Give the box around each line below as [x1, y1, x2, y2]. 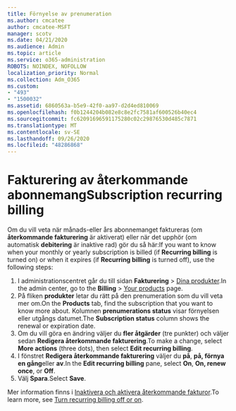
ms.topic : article [7, 50, 61, 57]
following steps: [7, 263, 54, 272]
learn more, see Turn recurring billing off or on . [7, 395, 144, 404]
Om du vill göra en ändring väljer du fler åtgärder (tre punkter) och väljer [17, 329, 229, 338]
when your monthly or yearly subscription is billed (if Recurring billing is [7, 248, 218, 256]
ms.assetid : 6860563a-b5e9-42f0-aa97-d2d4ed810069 [7, 102, 159, 109]
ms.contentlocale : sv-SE [7, 129, 80, 136]
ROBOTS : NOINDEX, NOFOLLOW [7, 63, 87, 70]
